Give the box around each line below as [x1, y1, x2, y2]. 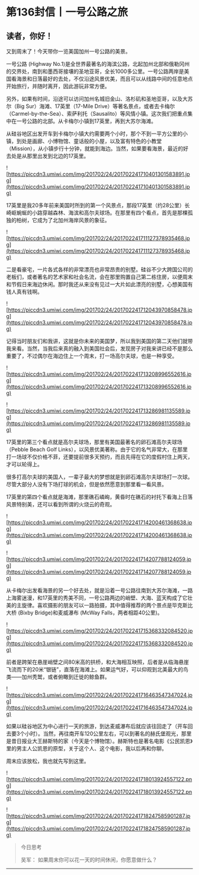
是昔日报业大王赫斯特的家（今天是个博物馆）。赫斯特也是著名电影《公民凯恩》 [6, 737, 193, 744]
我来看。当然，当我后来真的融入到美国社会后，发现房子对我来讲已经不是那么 [6, 345, 193, 352]
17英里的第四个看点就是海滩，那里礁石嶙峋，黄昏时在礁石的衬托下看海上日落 [6, 493, 193, 500]
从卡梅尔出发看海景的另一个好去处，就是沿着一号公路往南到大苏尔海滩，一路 [6, 587, 193, 594]
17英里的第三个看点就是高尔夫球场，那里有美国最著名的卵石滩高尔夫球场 [6, 439, 182, 445]
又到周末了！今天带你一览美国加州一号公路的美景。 [6, 48, 131, 55]
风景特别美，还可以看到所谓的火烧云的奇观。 [6, 501, 115, 508]
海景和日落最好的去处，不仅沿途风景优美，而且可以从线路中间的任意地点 [16, 75, 193, 82]
